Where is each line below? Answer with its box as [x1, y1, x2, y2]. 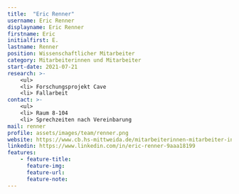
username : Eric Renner [7, 17, 75, 24]
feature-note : [26, 176, 69, 183]
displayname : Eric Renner [7, 23, 84, 31]
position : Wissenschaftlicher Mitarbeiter [7, 50, 135, 58]
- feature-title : [20, 156, 72, 163]
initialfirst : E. [7, 37, 59, 44]
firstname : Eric [7, 30, 55, 38]
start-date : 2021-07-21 [7, 63, 78, 70]
